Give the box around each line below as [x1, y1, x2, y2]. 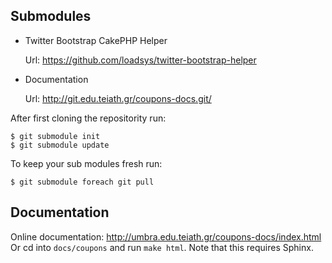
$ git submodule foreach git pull [10, 177, 155, 187]
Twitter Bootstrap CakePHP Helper [24, 34, 168, 46]
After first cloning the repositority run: [10, 112, 167, 124]
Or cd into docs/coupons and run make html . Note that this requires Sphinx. [10, 241, 314, 253]
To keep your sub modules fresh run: [10, 157, 163, 169]
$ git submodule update [10, 140, 110, 150]
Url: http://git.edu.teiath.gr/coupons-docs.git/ [24, 92, 212, 104]
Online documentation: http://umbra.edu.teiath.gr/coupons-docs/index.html [10, 230, 322, 243]
